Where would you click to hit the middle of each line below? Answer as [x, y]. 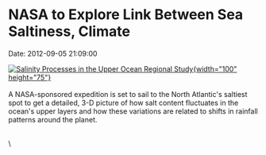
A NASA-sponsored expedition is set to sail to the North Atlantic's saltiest [128, 94]
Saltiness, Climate [69, 31]
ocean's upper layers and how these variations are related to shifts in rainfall [133, 111]
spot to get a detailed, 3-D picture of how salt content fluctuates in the [123, 103]
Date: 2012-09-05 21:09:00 [53, 53]
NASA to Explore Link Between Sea [126, 15]
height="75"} [30, 77]
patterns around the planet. [53, 119]
